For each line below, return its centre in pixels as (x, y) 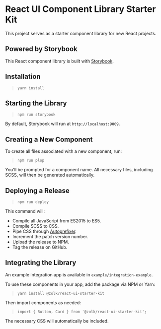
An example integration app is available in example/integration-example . (79, 274)
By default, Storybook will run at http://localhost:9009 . (63, 124)
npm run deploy (33, 202)
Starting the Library (36, 103)
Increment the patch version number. (50, 236)
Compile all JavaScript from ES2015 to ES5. (57, 221)
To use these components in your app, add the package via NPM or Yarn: (80, 284)
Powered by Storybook (41, 49)
